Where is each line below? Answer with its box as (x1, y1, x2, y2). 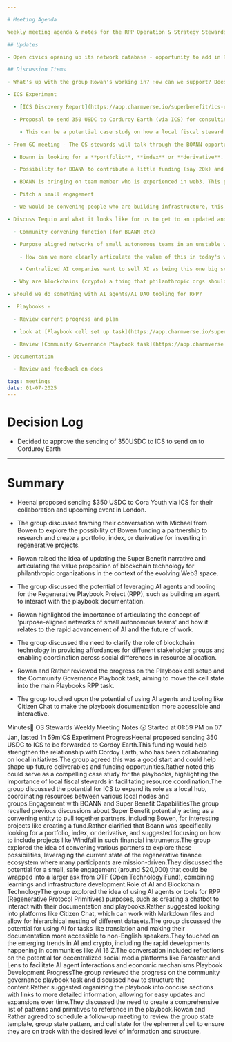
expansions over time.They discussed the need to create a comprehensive (7, 997, 220, 1006)
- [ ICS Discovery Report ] (13, 104, 88, 111)
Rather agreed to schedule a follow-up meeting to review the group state (7, 1012, 214, 1021)
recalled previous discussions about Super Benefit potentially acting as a (7, 806, 214, 815)
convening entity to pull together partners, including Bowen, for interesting (7, 814, 220, 822)
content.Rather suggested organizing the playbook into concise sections (7, 983, 214, 991)
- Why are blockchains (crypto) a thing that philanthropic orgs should (13, 278, 227, 286)
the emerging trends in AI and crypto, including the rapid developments (7, 938, 211, 947)
